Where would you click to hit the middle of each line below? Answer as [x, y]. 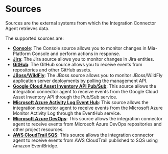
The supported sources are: [34, 38]
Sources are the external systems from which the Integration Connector [81, 23]
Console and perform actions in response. [76, 54]
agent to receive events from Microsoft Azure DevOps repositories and [87, 124]
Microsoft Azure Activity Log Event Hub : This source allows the [81, 102]
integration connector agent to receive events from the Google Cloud [85, 91]
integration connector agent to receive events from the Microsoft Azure [88, 108]
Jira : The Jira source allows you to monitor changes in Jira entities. [83, 59]
